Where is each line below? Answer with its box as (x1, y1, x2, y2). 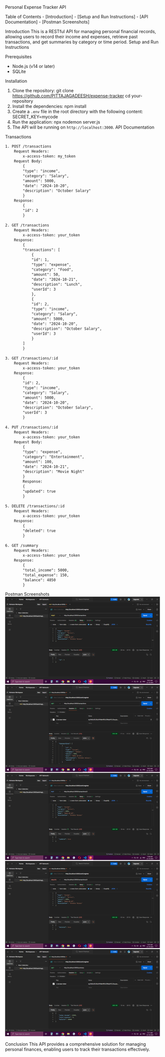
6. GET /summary (5, 543, 38, 548)
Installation (5, 78, 27, 84)
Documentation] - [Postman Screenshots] (5, 19, 90, 25)
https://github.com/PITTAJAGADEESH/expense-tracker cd (12, 93, 131, 99)
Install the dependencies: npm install (12, 103, 87, 109)
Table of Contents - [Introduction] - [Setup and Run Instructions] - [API (5, 14, 148, 19)
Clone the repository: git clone (12, 88, 74, 93)
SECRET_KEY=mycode (12, 114, 58, 120)
